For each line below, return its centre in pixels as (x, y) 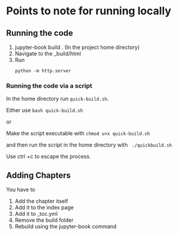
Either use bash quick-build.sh (45, 110)
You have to (21, 190)
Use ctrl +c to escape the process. (49, 157)
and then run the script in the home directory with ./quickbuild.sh (89, 145)
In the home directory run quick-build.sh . (57, 99)
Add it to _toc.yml (36, 214)
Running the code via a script (49, 86)
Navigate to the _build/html (48, 54)
